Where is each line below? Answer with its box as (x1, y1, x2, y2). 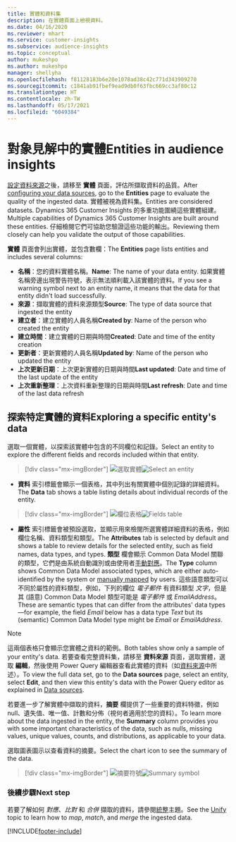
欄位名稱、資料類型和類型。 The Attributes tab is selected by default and (17, 533, 229, 542)
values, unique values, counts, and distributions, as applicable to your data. (7, 731, 226, 740)
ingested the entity (17, 307, 73, 316)
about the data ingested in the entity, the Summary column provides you (7, 717, 218, 725)
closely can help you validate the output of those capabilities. (7, 230, 185, 238)
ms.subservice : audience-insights (7, 43, 109, 50)
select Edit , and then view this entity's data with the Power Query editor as (7, 678, 224, 686)
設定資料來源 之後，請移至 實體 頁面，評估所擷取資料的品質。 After (7, 180, 199, 189)
